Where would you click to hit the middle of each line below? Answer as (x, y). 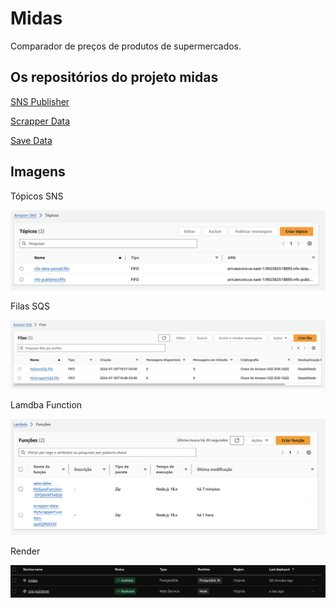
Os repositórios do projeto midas (114, 77)
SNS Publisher (40, 101)
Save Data (31, 140)
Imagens (38, 172)
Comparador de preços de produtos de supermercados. (126, 46)
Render (25, 551)
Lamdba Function (46, 404)
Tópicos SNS (37, 196)
